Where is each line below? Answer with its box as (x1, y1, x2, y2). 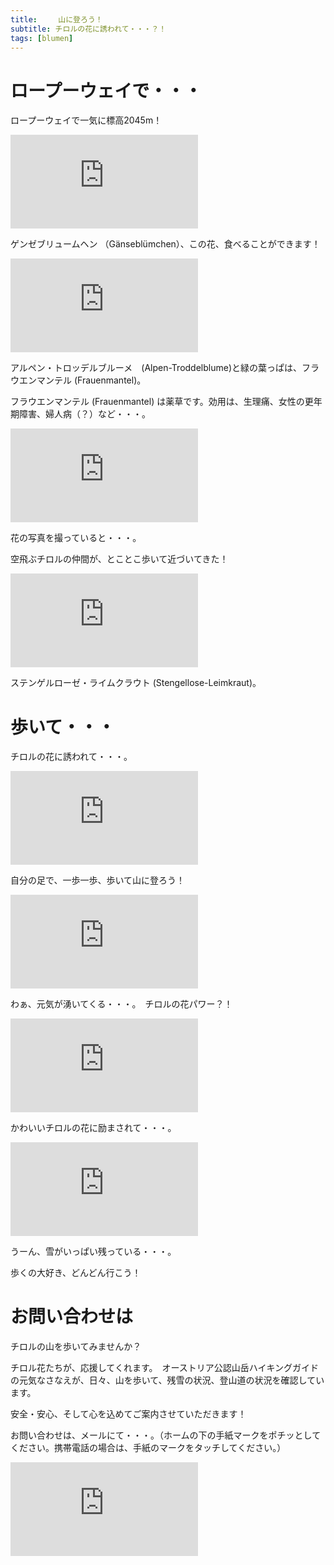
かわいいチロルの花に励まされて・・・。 (10, 1122, 177, 1134)
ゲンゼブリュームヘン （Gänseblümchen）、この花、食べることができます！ (10, 238, 321, 250)
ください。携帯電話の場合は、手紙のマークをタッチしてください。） (10, 1442, 287, 1454)
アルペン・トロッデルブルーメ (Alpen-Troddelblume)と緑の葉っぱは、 (10, 362, 303, 374)
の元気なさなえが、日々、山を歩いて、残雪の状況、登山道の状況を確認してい (10, 1374, 325, 1386)
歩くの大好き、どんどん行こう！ (10, 1267, 142, 1279)
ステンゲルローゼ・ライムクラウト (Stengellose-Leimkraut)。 (10, 677, 262, 689)
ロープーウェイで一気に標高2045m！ (10, 114, 163, 126)
